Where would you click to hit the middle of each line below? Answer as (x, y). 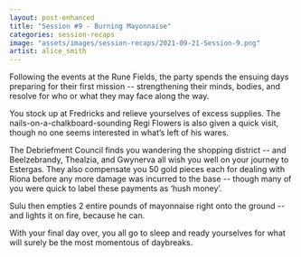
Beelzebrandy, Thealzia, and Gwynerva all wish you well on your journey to (149, 160)
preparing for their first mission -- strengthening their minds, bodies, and (145, 87)
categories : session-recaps (62, 34)
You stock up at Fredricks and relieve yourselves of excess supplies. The (145, 114)
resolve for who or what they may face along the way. (109, 96)
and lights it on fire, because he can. (77, 216)
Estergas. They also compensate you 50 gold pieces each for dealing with (147, 170)
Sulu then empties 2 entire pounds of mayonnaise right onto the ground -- (147, 206)
